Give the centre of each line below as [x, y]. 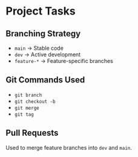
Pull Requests [32, 133]
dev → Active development [48, 55]
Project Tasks [41, 11]
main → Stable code [39, 48]
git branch [28, 95]
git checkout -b [35, 101]
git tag [24, 114]
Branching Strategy [43, 34]
